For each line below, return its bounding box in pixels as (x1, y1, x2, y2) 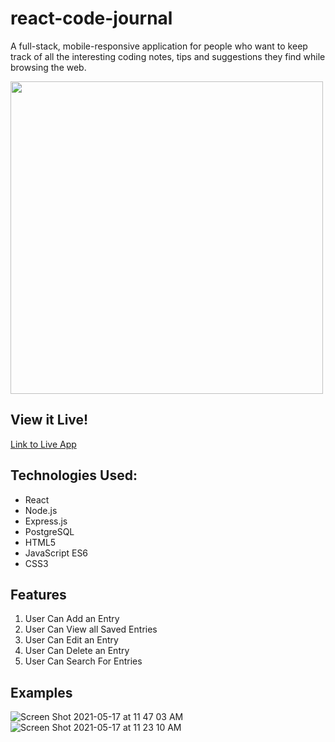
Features (10, 586, 67, 603)
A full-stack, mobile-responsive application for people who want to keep (10, 40, 308, 52)
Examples (10, 684, 73, 701)
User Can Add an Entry (24, 613, 120, 625)
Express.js (24, 515, 68, 527)
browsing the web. (10, 61, 87, 73)
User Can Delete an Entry (24, 645, 130, 657)
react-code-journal (10, 7, 173, 30)
